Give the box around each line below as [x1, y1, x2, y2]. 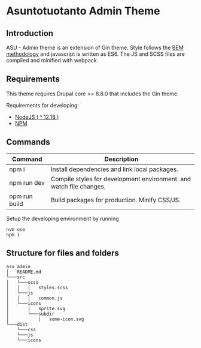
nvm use [6, 226, 26, 232]
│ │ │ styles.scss [6, 285, 68, 291]
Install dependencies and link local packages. [50, 165, 178, 173]
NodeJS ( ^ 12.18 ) [14, 113, 59, 121]
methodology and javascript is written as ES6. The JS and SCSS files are [6, 50, 185, 58]
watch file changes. [50, 182, 106, 190]
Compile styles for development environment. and [50, 175, 191, 183]
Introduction [6, 28, 54, 38]
